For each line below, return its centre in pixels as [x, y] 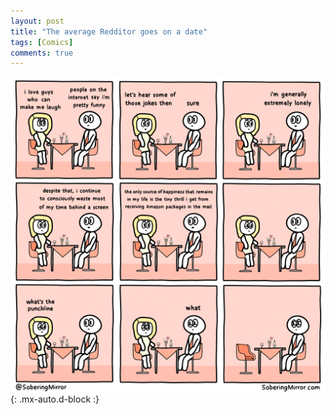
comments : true [42, 53]
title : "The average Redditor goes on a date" [109, 31]
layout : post [37, 21]
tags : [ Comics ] [42, 42]
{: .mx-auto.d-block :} [55, 399]
